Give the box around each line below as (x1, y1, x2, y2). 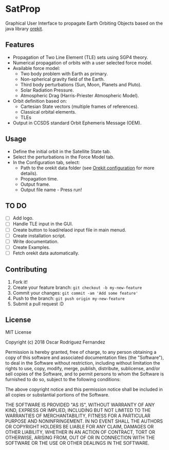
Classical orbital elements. (20, 109, 77, 115)
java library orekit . (5, 25, 44, 31)
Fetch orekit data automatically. (12, 250, 80, 256)
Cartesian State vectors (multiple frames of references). (20, 103, 139, 110)
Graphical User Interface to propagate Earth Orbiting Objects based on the (5, 20, 163, 26)
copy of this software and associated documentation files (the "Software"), (5, 354, 164, 361)
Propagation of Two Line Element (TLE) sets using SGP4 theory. (12, 54, 148, 60)
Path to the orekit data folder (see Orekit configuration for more (20, 165, 155, 171)
